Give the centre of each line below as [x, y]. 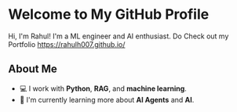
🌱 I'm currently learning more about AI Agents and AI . [107, 99]
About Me [33, 69]
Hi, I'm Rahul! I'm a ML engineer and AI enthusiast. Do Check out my [118, 36]
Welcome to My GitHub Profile [109, 14]
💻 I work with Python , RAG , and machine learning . [103, 89]
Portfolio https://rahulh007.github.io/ [67, 44]
